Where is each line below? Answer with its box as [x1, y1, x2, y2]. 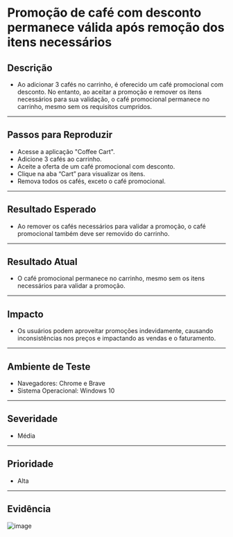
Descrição [7, 62, 53, 74]
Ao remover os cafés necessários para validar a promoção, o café [17, 222, 206, 230]
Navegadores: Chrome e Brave [17, 380, 105, 388]
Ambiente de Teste [7, 361, 91, 373]
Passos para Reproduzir [7, 129, 113, 141]
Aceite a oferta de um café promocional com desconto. [17, 162, 175, 171]
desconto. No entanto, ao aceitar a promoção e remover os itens [17, 88, 202, 96]
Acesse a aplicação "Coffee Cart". [17, 147, 116, 155]
